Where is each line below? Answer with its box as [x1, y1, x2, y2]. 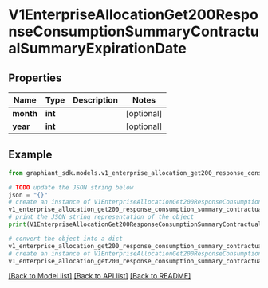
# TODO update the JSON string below [8, 183, 134, 192]
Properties [8, 71, 62, 84]
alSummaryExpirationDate [8, 40, 187, 57]
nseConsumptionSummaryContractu [8, 22, 259, 41]
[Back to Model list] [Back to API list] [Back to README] [8, 271, 191, 281]
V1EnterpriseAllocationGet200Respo [8, 6, 259, 24]
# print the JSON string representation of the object [8, 213, 195, 221]
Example [8, 148, 53, 162]
